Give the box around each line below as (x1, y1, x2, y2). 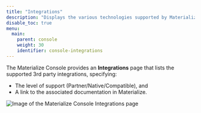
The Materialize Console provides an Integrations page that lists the (6, 64, 175, 71)
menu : (6, 25, 20, 32)
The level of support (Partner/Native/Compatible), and (14, 82, 148, 89)
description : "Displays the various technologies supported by (6, 14, 167, 20)
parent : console (17, 36, 58, 42)
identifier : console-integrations (17, 48, 103, 54)
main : (11, 31, 26, 37)
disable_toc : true (6, 20, 52, 26)
